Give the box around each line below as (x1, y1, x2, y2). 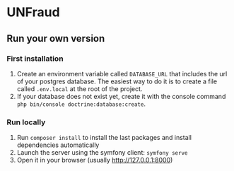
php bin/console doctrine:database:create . (16, 100, 146, 108)
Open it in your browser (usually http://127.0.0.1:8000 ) (16, 156, 173, 165)
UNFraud (6, 4, 61, 20)
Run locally (6, 117, 46, 127)
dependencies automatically (16, 141, 100, 149)
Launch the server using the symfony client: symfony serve (16, 148, 188, 157)
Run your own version (6, 33, 105, 45)
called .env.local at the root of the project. (16, 84, 143, 93)
